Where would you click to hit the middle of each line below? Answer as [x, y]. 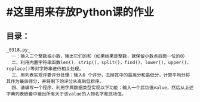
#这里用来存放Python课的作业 [80, 12]
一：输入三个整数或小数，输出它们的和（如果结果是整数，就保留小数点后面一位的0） [100, 56]
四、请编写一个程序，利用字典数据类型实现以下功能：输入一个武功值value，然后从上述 [103, 88]
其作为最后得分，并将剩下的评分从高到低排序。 [55, 81]
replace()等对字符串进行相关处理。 [45, 69]
